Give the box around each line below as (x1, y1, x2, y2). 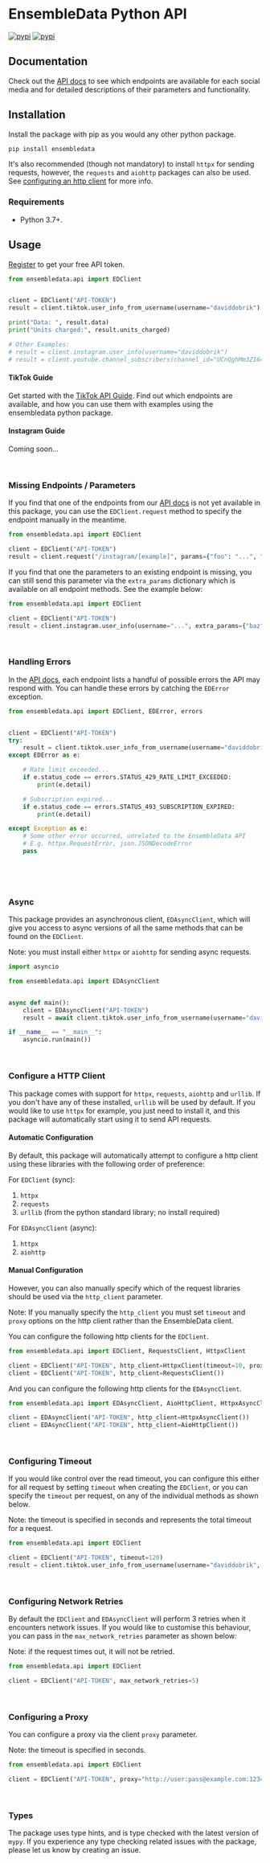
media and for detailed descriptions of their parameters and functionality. (8, 84, 251, 94)
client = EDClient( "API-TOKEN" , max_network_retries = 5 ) (8, 1677, 199, 1685)
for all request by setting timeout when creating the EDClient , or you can (8, 1483, 248, 1492)
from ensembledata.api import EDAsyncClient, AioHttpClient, (8, 1399, 218, 1407)
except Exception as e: (8, 825, 88, 833)
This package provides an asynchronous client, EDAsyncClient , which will (8, 914, 251, 925)
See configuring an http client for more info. (8, 176, 153, 186)
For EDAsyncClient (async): (8, 1223, 97, 1233)
